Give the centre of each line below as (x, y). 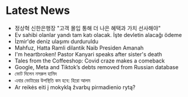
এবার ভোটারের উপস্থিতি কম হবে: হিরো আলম (52, 80)
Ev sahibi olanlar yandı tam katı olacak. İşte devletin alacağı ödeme (98, 35)
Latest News (38, 11)
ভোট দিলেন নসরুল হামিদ (36, 73)
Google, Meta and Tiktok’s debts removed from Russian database (96, 67)
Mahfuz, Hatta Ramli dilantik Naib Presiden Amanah (79, 48)
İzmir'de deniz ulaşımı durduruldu (56, 41)
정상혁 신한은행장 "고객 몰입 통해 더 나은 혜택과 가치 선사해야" (88, 28)
